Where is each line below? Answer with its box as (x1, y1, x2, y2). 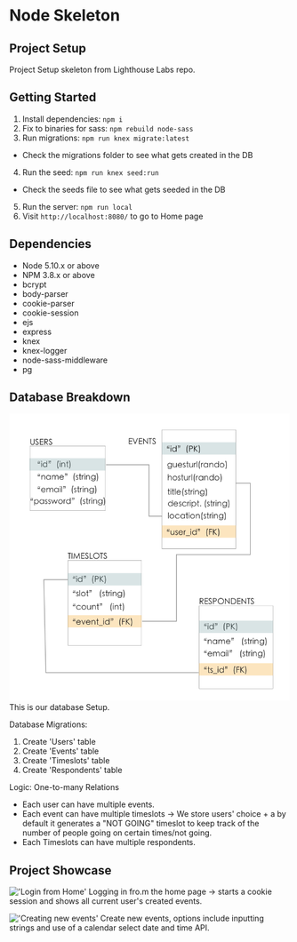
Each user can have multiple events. (21, 799, 156, 810)
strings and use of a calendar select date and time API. (9, 922, 211, 933)
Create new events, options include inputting (100, 913, 264, 924)
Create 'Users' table (21, 737, 96, 747)
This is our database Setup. (9, 702, 110, 713)
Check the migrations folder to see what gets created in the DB (21, 149, 253, 160)
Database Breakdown (9, 390, 131, 405)
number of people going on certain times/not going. (21, 827, 213, 838)
